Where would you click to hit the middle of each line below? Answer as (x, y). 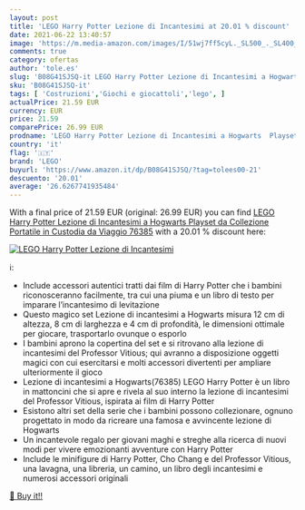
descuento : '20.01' (46, 178)
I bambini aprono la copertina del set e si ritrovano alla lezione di (143, 343)
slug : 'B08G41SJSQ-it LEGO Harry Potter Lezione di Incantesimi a (138, 77)
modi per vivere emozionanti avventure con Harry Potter (128, 449)
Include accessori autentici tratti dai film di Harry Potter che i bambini (152, 286)
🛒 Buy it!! (26, 496)
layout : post (34, 18)
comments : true (38, 52)
